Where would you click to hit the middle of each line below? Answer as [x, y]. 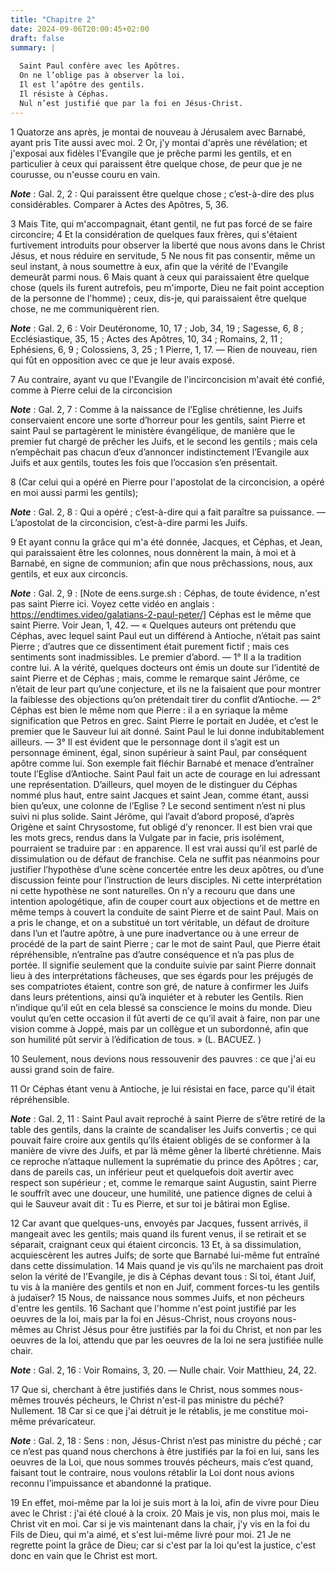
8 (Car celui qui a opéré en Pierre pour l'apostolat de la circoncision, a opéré [167, 482]
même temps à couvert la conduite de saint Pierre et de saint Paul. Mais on [164, 912]
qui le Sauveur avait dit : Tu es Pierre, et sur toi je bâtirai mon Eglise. [150, 1203]
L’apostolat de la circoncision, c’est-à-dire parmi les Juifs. [129, 522]
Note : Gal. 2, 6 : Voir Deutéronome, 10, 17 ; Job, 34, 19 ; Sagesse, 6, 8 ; [157, 328]
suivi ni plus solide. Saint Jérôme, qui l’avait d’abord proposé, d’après [152, 816]
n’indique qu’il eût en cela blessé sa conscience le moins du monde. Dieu [161, 1007]
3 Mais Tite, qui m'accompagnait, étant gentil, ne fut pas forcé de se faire [161, 223]
